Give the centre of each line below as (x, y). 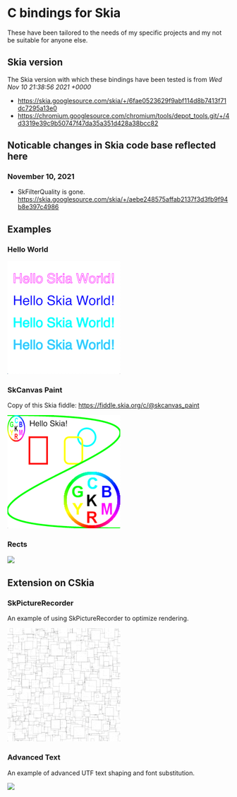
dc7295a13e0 (37, 108)
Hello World (28, 249)
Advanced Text (34, 757)
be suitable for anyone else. (48, 40)
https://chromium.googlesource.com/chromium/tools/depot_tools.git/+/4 (123, 115)
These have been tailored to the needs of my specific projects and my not (115, 33)
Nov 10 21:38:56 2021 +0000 (49, 87)
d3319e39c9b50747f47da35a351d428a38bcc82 (88, 123)
